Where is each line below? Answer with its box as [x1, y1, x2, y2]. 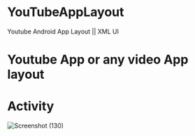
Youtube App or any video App [7, 52, 189, 68]
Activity [7, 98, 55, 114]
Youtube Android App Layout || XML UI [7, 27, 120, 36]
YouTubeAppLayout [7, 4, 124, 20]
